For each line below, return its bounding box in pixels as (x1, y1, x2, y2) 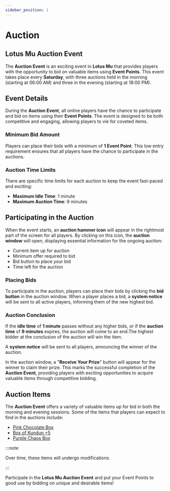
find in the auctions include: (5, 415, 63, 421)
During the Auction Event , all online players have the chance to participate (5, 107, 161, 114)
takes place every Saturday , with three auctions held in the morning (5, 74, 148, 80)
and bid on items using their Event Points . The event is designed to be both (5, 113, 163, 119)
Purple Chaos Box (12, 435, 51, 441)
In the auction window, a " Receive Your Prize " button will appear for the (5, 359, 156, 365)
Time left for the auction (12, 263, 63, 270)
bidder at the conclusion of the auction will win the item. (5, 334, 123, 340)
